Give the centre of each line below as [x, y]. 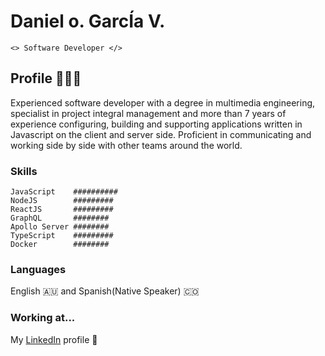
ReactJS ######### [62, 210]
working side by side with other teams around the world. [126, 145]
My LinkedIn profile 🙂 [54, 339]
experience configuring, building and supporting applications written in [156, 124]
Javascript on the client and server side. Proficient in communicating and [161, 134]
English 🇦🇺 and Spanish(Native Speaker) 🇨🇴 [105, 291]
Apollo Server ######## [60, 227]
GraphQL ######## [60, 218]
